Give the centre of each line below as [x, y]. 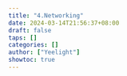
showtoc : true [32, 60]
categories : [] [34, 45]
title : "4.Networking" [46, 15]
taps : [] [23, 38]
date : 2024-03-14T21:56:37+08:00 [64, 23]
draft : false [30, 30]
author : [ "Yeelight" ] [44, 52]
